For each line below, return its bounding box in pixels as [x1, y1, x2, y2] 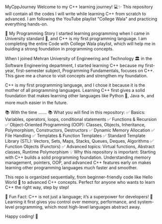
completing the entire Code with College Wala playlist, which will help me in [5, 41, 156, 46]
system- [137, 199, 154, 205]
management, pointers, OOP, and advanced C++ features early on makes [5, 160, 151, 165]
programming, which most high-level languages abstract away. [15, 204, 141, 209]
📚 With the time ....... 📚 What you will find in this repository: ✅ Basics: [5, 109, 146, 115]
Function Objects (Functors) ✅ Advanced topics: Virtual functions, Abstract [5, 144, 155, 149]
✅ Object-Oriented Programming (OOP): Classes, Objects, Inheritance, [5, 122, 146, 127]
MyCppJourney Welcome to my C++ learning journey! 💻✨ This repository [5, 4, 153, 10]
